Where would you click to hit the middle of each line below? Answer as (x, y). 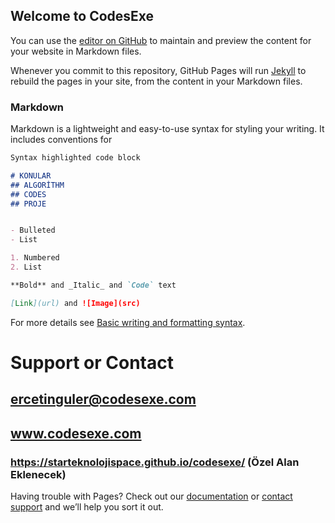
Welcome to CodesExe (82, 16)
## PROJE (28, 204)
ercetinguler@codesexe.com (103, 399)
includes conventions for (61, 140)
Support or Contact (92, 362)
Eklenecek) (38, 474)
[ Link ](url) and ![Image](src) (75, 303)
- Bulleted (33, 230)
